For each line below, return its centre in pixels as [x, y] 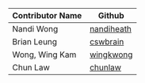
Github [111, 15]
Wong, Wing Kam [44, 55]
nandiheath [111, 29]
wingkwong [111, 55]
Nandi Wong [35, 29]
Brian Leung [35, 41]
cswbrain [107, 41]
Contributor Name [47, 15]
